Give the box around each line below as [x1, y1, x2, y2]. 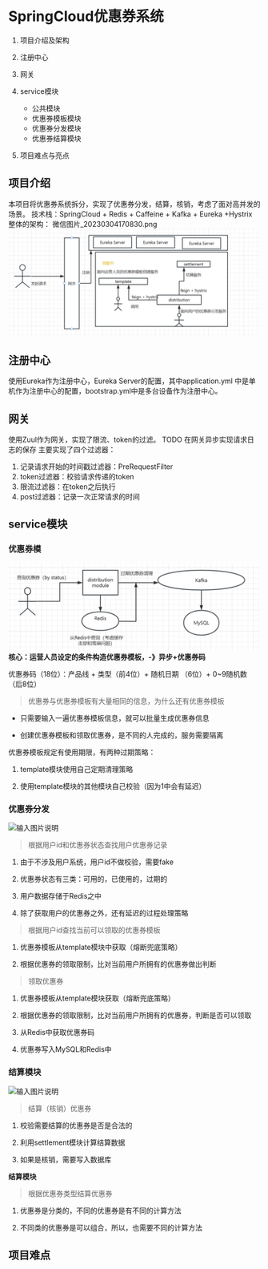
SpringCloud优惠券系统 [8, 7, 164, 26]
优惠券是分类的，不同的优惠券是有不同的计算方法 [19, 1206, 182, 1215]
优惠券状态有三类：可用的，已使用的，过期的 [19, 875, 168, 884]
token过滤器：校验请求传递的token [19, 471, 134, 481]
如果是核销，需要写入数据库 [19, 1154, 112, 1164]
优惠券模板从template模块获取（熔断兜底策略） [19, 993, 176, 1003]
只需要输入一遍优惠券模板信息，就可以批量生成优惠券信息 [19, 713, 210, 722]
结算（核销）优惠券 [27, 1103, 92, 1113]
